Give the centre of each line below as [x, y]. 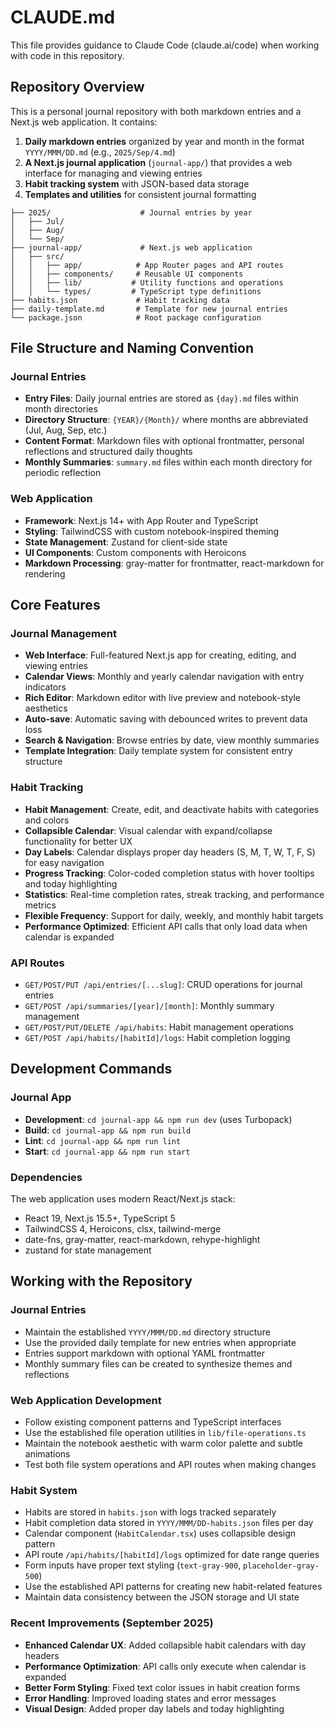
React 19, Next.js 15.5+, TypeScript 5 [100, 1218]
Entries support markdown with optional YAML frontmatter [145, 1353]
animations [47, 1453]
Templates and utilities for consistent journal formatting [140, 194]
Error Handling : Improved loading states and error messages [150, 1698]
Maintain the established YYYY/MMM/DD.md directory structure [147, 1332]
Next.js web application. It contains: [84, 122]
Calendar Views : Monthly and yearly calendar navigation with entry [164, 677]
